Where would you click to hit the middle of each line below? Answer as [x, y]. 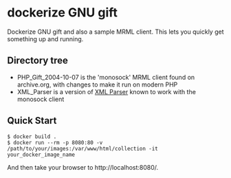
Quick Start [32, 121]
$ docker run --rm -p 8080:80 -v [55, 142]
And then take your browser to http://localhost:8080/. [83, 167]
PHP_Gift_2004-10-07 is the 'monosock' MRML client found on [106, 77]
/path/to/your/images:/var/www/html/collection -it [82, 148]
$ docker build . [32, 136]
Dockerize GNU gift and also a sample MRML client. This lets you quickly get [115, 32]
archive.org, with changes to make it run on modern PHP [97, 85]
